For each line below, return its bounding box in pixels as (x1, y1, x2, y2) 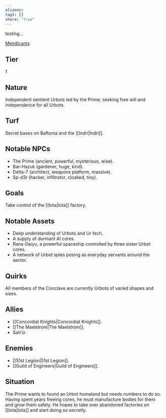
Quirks (5, 271, 27, 281)
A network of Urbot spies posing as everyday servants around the (12, 252, 150, 258)
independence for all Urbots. (5, 102, 65, 108)
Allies (5, 305, 24, 314)
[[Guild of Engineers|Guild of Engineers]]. (12, 362, 99, 369)
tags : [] (5, 12, 24, 17)
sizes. (5, 291, 18, 297)
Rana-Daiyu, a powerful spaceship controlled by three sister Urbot (12, 241, 151, 247)
